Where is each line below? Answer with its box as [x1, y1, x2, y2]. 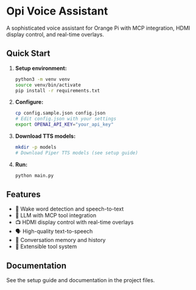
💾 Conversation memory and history [15, 237, 106, 244]
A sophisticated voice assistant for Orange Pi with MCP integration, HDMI [6, 24, 191, 32]
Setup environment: [15, 64, 67, 72]
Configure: [15, 98, 44, 106]
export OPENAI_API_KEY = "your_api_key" [15, 121, 114, 128]
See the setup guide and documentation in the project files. [6, 277, 155, 284]
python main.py [15, 172, 54, 178]
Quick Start [6, 49, 51, 59]
